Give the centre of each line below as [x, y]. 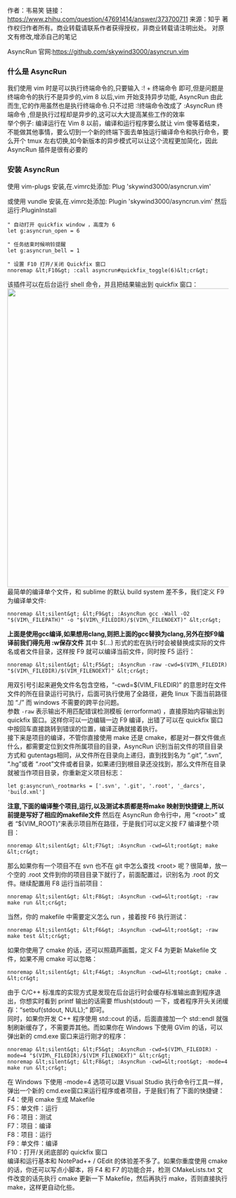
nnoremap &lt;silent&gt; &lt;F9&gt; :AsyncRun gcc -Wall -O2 [99, 613]
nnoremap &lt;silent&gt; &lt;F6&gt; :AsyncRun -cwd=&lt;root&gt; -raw [113, 930]
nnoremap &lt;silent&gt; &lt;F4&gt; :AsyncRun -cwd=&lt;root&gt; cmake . [118, 972]
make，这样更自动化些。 [43, 1187]
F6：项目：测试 [29, 1116]
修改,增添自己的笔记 [48, 37]
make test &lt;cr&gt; [39, 936]
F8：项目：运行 [29, 1134]
